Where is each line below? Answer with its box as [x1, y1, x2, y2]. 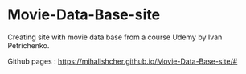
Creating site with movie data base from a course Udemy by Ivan [7, 32, 223, 42]
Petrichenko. [7, 40, 50, 50]
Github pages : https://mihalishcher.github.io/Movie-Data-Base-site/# [7, 56, 238, 66]
